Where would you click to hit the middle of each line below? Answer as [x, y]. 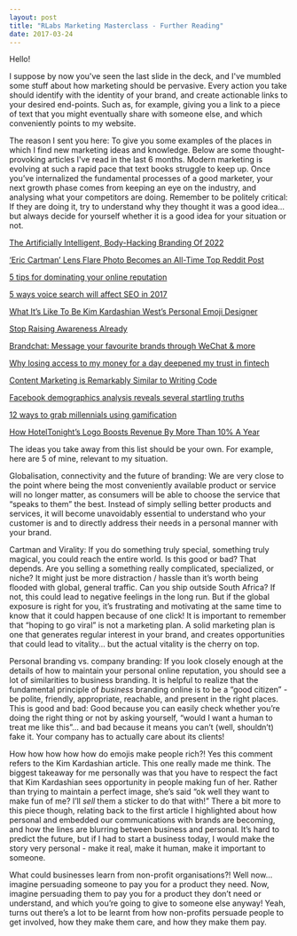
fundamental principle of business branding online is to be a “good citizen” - [148, 690]
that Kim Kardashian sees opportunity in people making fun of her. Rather [143, 782]
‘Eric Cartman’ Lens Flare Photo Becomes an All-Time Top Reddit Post [137, 260]
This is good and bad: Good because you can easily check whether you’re [145, 709]
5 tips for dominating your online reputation [88, 277]
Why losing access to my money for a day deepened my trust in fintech [140, 363]
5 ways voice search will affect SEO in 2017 [88, 295]
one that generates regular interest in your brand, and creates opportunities [147, 635]
